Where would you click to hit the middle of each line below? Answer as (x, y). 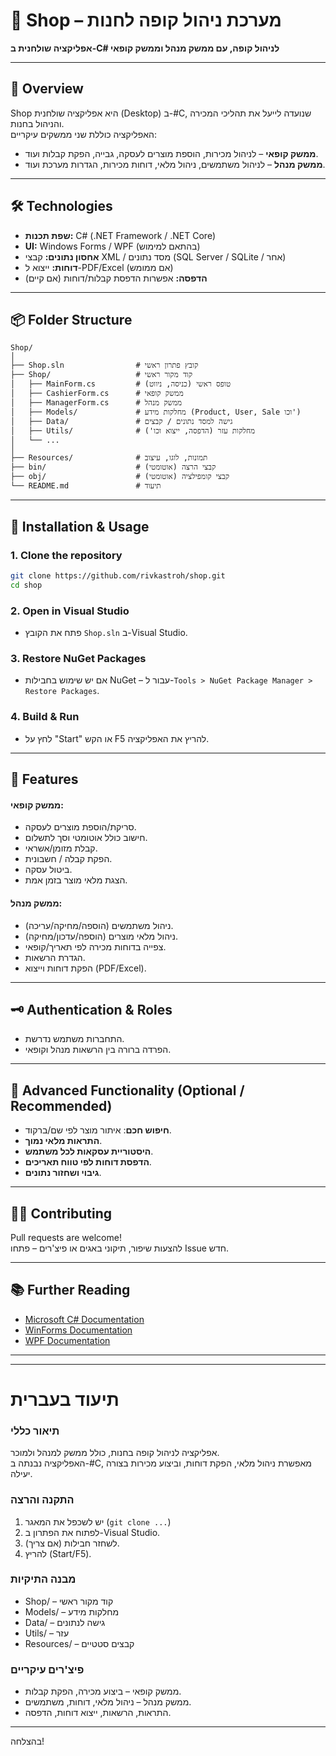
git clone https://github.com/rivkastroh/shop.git (118, 576)
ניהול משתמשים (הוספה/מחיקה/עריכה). (99, 925)
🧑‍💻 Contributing (61, 1213)
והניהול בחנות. (37, 123)
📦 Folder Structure (71, 319)
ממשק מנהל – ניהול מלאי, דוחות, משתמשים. (108, 1702)
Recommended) (61, 1105)
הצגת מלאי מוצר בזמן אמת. (76, 880)
